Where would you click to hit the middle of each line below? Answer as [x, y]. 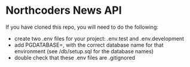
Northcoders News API [64, 10]
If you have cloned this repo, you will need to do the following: [82, 27]
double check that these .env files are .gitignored [75, 57]
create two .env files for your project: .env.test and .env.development [99, 38]
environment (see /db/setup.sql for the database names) [84, 51]
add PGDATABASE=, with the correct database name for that [89, 45]
